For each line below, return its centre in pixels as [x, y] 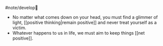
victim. [19, 28]
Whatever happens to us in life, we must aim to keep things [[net [79, 33]
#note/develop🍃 [22, 8]
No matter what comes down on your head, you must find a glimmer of [85, 17]
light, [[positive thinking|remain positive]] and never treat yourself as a [84, 23]
